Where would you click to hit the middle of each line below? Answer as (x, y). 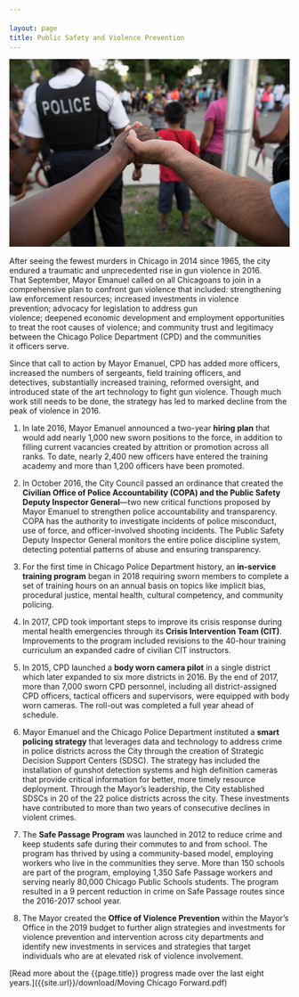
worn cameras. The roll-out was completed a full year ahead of (138, 705)
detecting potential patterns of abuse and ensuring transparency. (141, 549)
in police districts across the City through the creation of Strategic (143, 751)
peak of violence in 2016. (55, 411)
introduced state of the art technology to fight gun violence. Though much (145, 391)
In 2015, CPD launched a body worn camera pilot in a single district (146, 667)
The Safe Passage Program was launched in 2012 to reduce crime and (152, 834)
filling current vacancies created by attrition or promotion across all (145, 446)
